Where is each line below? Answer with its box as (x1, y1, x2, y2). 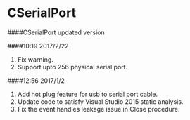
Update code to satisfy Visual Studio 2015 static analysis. (17, 97, 184, 106)
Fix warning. (17, 55, 54, 64)
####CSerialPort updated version (7, 28, 106, 36)
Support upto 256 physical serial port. (17, 62, 128, 71)
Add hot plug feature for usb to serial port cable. (17, 90, 158, 98)
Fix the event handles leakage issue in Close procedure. (17, 105, 180, 113)
